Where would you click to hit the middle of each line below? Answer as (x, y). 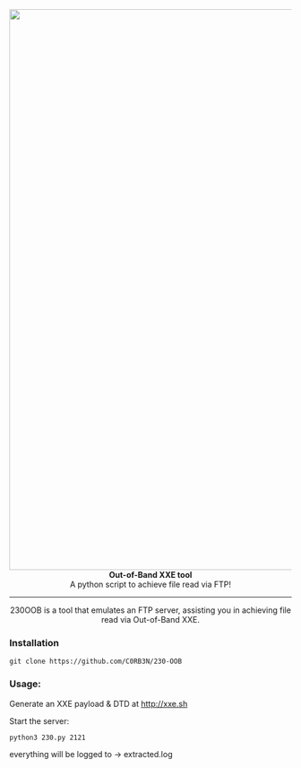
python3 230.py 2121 (48, 737)
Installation (34, 642)
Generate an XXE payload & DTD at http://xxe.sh (99, 703)
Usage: (26, 684)
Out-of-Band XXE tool (150, 575)
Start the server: (39, 720)
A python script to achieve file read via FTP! (150, 584)
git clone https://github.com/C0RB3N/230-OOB (95, 662)
